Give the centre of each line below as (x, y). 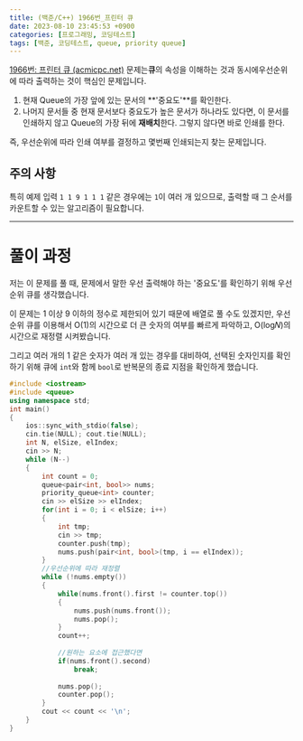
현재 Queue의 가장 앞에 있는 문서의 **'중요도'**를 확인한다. (127, 100)
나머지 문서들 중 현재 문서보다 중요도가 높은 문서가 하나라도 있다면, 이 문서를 (156, 112)
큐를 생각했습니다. (57, 294)
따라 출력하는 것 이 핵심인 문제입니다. (83, 81)
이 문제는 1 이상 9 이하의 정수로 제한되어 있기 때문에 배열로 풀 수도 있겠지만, (142, 314)
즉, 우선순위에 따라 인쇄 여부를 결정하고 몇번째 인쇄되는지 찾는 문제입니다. (138, 142)
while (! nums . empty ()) (84, 577)
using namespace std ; (50, 400)
